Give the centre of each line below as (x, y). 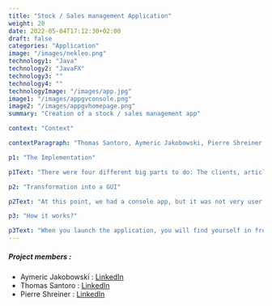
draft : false (30, 38)
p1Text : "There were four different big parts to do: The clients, (125, 172)
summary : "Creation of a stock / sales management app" (104, 114)
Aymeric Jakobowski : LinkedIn (72, 277)
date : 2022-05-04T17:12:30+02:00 (65, 31)
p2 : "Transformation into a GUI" (65, 187)
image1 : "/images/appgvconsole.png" (70, 99)
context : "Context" (41, 129)
